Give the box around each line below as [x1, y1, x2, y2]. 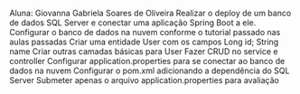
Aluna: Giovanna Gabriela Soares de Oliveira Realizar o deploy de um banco [9, 8, 292, 18]
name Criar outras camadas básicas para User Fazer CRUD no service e [9, 46, 278, 57]
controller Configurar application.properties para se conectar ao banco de [9, 56, 286, 66]
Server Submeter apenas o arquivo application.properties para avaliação [9, 75, 280, 85]
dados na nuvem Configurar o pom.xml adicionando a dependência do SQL [9, 65, 290, 76]
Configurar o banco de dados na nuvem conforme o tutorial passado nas [9, 27, 281, 37]
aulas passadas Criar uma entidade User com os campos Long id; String [9, 36, 279, 47]
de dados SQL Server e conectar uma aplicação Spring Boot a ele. [9, 17, 257, 28]
